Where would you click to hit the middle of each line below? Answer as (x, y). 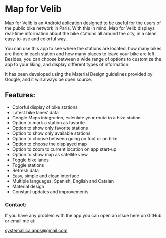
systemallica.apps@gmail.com (36, 231)
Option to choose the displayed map (50, 144)
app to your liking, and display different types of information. (67, 64)
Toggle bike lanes (30, 160)
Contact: (16, 204)
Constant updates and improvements (50, 191)
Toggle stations (28, 165)
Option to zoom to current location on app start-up (64, 149)
